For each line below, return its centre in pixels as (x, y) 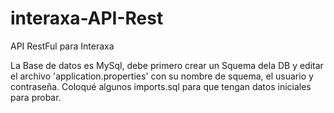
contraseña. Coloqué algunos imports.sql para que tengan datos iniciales (161, 86)
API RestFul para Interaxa (62, 46)
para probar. (36, 97)
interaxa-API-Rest (87, 18)
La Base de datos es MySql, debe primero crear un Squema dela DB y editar (167, 65)
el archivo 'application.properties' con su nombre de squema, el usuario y (162, 76)
